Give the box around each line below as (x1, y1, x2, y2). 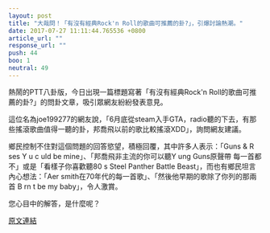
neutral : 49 (8, 64, 48, 72)
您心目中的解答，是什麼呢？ (8, 198, 101, 208)
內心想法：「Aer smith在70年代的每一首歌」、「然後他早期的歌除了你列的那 (8, 171, 250, 181)
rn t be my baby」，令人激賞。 (23, 182, 123, 191)
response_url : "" (8, 42, 67, 50)
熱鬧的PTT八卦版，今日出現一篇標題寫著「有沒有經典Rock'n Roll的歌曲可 (8, 87, 250, 96)
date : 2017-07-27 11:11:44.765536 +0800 (8, 27, 147, 35)
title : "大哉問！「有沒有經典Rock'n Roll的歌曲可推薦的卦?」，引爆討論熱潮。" (8, 19, 243, 27)
